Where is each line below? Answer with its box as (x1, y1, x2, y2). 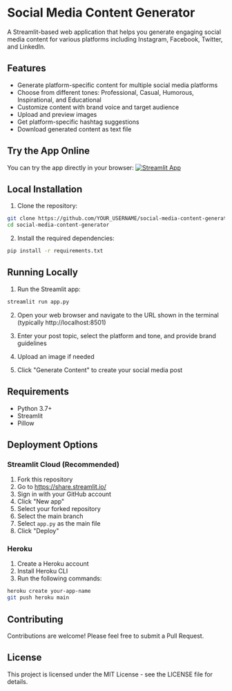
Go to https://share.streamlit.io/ (17, 483, 107, 491)
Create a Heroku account (17, 560, 89, 568)
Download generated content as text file (17, 125, 132, 133)
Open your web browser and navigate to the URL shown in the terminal (17, 311, 219, 319)
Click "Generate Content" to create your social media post (17, 365, 183, 374)
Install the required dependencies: (17, 234, 115, 243)
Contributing (7, 614, 64, 625)
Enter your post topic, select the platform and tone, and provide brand (17, 331, 216, 340)
